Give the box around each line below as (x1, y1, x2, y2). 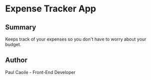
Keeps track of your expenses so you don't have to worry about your (5, 36, 147, 42)
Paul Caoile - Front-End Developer (5, 69, 76, 75)
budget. (5, 41, 21, 47)
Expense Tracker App (5, 3, 96, 14)
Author (5, 56, 27, 64)
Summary (5, 23, 36, 31)
